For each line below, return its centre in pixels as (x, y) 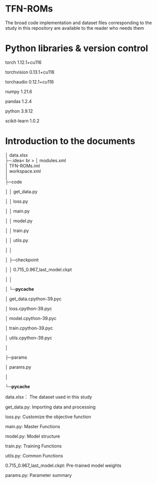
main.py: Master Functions (33, 426)
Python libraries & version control (77, 49)
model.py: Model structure (33, 436)
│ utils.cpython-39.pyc (29, 338)
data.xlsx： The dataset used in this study (49, 397)
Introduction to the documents (70, 141)
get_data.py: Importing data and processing (50, 407)
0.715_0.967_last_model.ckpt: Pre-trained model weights (63, 465)
